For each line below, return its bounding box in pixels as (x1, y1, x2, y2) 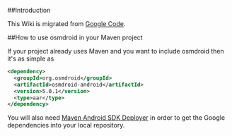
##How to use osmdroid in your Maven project (7, 33, 143, 42)
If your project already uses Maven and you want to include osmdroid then (7, 47, 224, 55)
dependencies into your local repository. (7, 121, 125, 130)
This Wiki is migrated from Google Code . (7, 20, 126, 27)
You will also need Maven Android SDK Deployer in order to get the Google (7, 113, 225, 122)
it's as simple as (7, 54, 54, 63)
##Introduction (7, 6, 51, 14)
